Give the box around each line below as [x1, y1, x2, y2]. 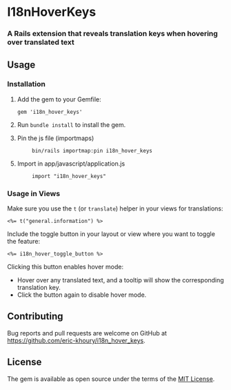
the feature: [7, 237, 40, 246]
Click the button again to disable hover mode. [17, 291, 147, 299]
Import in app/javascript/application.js [17, 159, 125, 168]
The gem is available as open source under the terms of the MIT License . [7, 374, 215, 383]
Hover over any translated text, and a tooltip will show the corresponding [17, 276, 224, 284]
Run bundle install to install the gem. [17, 120, 126, 128]
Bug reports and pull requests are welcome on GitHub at [7, 329, 168, 337]
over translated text [7, 37, 74, 47]
